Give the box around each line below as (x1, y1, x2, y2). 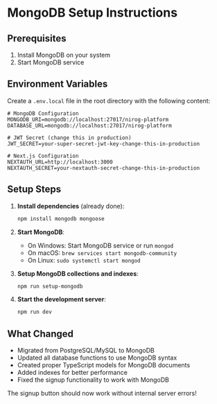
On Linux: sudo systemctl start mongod (27, 256, 141, 264)
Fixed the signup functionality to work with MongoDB (17, 376, 170, 384)
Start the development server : (17, 295, 106, 304)
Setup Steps (7, 184, 61, 195)
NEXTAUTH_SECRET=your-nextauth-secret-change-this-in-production (7, 164, 200, 171)
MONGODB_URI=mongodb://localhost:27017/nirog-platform (7, 116, 169, 123)
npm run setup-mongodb (17, 283, 83, 290)
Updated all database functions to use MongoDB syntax (17, 353, 177, 362)
